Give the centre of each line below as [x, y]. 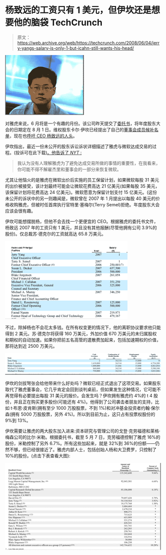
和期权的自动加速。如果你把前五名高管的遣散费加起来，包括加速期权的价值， [83, 340]
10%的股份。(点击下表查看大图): [38, 456]
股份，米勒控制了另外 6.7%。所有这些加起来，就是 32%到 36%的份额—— [80, 443]
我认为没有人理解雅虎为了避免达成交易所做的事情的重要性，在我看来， [89, 163]
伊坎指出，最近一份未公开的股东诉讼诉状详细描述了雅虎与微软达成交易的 [79, 146]
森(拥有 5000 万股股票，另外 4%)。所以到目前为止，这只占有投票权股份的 [80, 414]
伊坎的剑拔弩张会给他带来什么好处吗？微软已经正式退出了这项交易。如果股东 [83, 383]
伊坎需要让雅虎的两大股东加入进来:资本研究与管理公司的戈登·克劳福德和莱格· [83, 431]
